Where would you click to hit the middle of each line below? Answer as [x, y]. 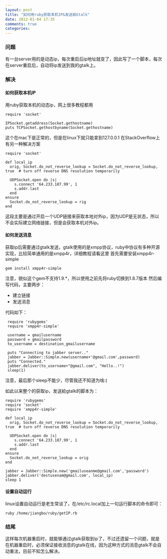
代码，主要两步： [27, 285]
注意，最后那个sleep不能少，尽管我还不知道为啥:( [56, 380]
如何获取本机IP [21, 92]
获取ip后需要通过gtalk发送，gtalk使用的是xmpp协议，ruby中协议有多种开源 [83, 247]
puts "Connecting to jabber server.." [48, 353]
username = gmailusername [34, 335]
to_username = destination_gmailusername [51, 344]
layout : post [19, 10]
